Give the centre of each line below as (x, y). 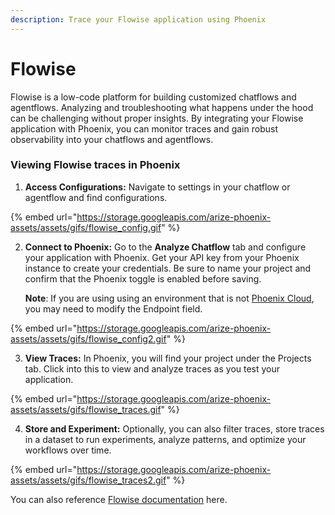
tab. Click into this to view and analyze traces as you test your (152, 368)
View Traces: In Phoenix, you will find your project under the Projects (168, 358)
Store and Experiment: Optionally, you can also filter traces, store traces (174, 428)
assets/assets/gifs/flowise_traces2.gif (88, 480)
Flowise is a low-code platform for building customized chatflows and (153, 97)
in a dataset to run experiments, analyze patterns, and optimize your (165, 439)
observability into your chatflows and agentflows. (112, 139)
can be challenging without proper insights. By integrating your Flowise (157, 118)
